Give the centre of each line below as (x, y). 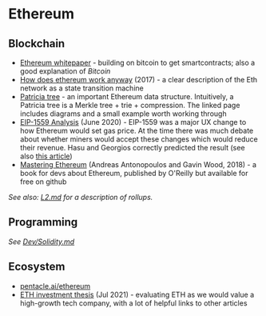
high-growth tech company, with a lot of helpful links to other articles (133, 303)
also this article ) (46, 156)
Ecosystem (37, 267)
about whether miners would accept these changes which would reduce (139, 139)
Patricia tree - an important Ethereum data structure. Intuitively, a (127, 96)
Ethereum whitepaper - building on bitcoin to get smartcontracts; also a (137, 62)
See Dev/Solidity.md (42, 242)
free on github (43, 182)
